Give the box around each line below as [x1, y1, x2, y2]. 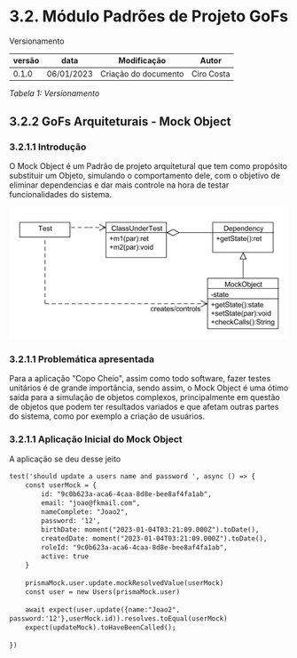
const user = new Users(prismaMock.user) [25, 587, 180, 597]
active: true [41, 551, 90, 561]
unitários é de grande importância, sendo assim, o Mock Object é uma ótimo [9, 382, 289, 393]
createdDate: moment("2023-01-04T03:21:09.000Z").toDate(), [41, 534, 268, 543]
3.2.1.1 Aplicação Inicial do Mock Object [9, 433, 184, 445]
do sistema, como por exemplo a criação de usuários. [9, 411, 206, 421]
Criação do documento [100, 68, 184, 79]
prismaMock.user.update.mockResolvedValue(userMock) [25, 578, 224, 588]
